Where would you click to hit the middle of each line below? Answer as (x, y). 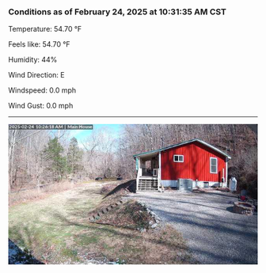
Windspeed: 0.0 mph (42, 90)
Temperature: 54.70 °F (45, 29)
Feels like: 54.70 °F (39, 44)
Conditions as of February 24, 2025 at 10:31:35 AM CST (118, 12)
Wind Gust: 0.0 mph (41, 106)
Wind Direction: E (36, 75)
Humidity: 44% (33, 60)
